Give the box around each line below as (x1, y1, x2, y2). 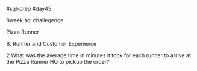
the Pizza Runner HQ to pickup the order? (6, 58, 110, 65)
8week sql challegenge (6, 17, 64, 23)
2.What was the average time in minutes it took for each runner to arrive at (6, 52, 191, 59)
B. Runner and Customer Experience (6, 40, 97, 47)
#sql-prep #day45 (6, 5, 52, 12)
